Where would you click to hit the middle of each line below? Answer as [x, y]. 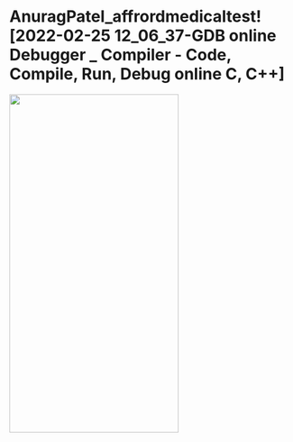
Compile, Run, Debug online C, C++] [147, 74]
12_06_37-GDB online [195, 36]
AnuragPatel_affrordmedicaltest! [136, 17]
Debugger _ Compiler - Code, [120, 55]
